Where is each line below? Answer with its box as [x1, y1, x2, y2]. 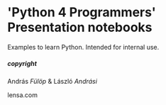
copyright [7, 59, 38, 67]
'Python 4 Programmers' [7, 4, 156, 21]
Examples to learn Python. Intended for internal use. [7, 43, 160, 51]
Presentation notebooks [7, 19, 153, 35]
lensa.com [7, 90, 38, 99]
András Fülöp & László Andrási [7, 77, 98, 85]
